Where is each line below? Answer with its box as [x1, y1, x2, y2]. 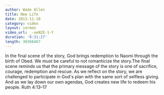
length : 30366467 [5, 39, 41, 44]
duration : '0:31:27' [5, 35, 48, 40]
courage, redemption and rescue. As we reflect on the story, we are [5, 68, 143, 74]
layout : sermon [5, 26, 36, 31]
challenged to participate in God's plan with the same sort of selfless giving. [5, 73, 160, 79]
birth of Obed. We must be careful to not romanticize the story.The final [5, 58, 150, 64]
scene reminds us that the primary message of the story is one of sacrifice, [5, 63, 158, 69]
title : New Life [5, 12, 38, 17]
